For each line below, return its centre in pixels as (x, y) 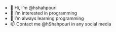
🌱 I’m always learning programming (47, 18)
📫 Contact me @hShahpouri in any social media (61, 24)
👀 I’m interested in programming (44, 13)
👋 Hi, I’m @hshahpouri (33, 8)
